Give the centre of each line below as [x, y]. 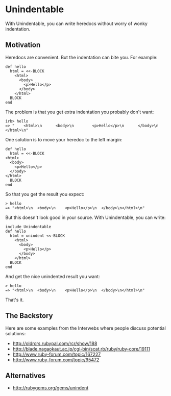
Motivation [23, 45]
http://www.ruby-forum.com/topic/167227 [57, 354]
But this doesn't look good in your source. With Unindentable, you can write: [86, 217]
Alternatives [26, 375]
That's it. [15, 300]
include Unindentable [28, 227]
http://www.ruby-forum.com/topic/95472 [56, 360]
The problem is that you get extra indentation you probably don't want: [80, 112]
